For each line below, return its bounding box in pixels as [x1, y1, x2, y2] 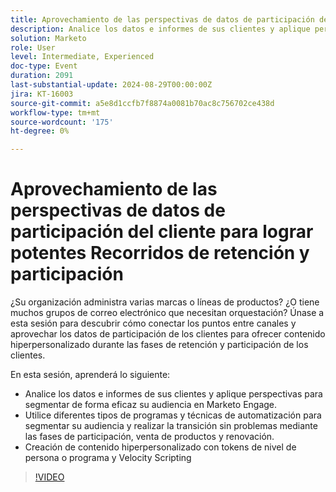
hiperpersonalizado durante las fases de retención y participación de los [10, 339, 309, 351]
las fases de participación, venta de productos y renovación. [24, 431, 275, 443]
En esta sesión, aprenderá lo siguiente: [10, 369, 171, 381]
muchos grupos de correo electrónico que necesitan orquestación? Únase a [10, 307, 325, 319]
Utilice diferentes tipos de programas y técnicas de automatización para [24, 409, 322, 421]
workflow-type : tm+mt [10, 107, 101, 118]
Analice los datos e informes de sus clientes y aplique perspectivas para [24, 388, 323, 400]
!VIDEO [34, 471, 65, 483]
